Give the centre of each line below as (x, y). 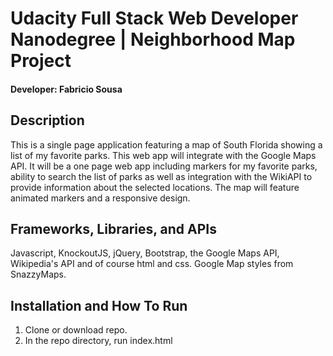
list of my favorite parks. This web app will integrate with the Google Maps (163, 155)
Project (41, 61)
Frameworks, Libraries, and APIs (113, 228)
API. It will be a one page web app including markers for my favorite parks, (164, 166)
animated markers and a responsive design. (100, 198)
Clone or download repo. (76, 330)
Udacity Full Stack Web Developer (154, 18)
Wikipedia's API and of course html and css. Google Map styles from (152, 264)
